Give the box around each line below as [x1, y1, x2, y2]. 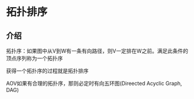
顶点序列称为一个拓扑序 [6, 55, 63, 62]
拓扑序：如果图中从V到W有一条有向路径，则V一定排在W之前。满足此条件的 [6, 48, 188, 54]
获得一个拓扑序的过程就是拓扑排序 [6, 67, 89, 74]
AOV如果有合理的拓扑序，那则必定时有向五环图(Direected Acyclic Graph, [6, 80, 182, 87]
